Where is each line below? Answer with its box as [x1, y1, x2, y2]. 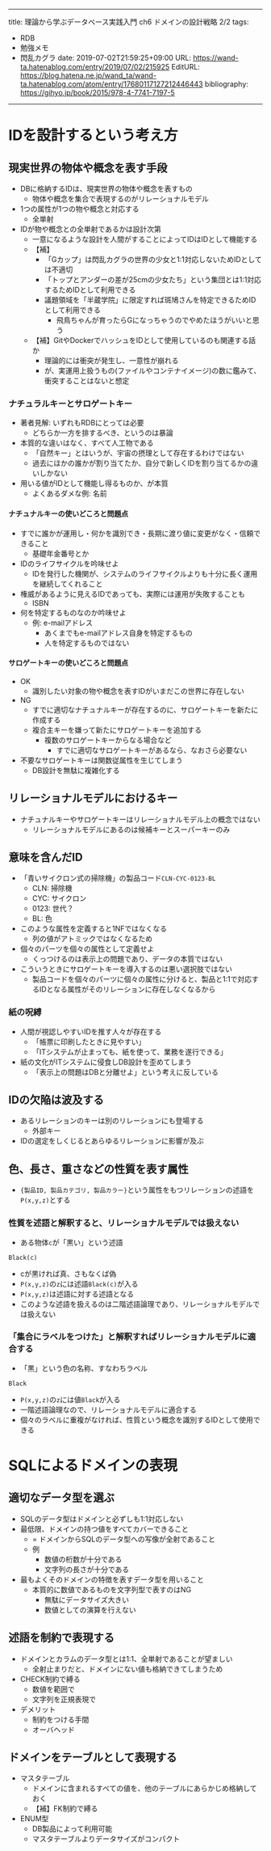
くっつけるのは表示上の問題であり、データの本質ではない [31, 954, 223, 964]
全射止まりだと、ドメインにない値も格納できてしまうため [31, 1663, 223, 1674]
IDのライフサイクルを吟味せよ [19, 559, 119, 568]
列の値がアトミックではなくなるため [31, 934, 153, 944]
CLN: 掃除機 [31, 883, 73, 894]
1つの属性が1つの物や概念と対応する [19, 204, 140, 213]
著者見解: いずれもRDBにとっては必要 [19, 418, 144, 428]
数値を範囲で [31, 1684, 75, 1694]
